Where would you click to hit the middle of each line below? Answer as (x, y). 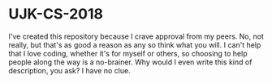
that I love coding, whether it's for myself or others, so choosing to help (128, 53)
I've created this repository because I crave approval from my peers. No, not (136, 36)
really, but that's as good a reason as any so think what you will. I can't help (135, 44)
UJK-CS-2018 (56, 14)
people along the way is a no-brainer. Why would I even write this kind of (130, 62)
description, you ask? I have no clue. (70, 70)
